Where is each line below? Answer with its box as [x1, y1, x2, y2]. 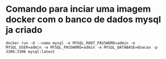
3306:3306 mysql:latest [5, 49, 55, 54]
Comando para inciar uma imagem [5, 3, 151, 15]
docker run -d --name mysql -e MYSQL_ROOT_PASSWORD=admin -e [5, 40, 136, 45]
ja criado [5, 25, 43, 35]
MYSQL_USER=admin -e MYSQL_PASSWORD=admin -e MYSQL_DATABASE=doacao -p [5, 45, 158, 50]
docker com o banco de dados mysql [5, 14, 161, 25]
